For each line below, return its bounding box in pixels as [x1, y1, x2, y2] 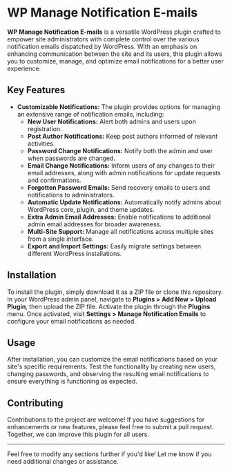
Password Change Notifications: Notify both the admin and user [27, 146, 213, 155]
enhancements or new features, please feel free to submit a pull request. [7, 423, 214, 431]
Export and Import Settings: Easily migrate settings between [27, 242, 202, 250]
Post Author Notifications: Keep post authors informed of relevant [27, 132, 218, 140]
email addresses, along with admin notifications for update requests [27, 168, 221, 177]
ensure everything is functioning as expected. [7, 377, 138, 386]
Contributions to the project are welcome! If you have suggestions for [7, 415, 205, 424]
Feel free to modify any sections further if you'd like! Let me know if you [7, 450, 212, 458]
